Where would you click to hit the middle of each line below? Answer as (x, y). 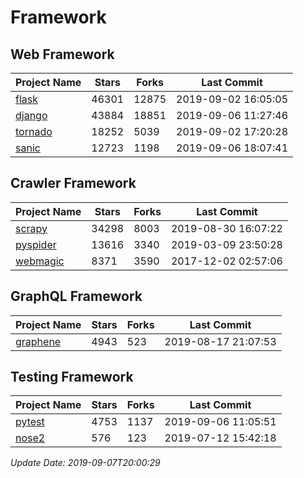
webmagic (40, 261)
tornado (34, 131)
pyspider (36, 244)
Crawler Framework (73, 183)
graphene (38, 341)
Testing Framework (72, 377)
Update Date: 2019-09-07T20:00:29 (85, 463)
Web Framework (62, 54)
